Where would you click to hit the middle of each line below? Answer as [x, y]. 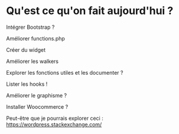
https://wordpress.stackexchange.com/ [54, 124]
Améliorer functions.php [35, 38]
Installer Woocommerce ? [37, 106]
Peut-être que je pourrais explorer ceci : [55, 118]
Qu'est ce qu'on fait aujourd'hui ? [90, 11]
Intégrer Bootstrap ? [30, 27]
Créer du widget [26, 50]
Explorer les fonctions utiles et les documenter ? [65, 72]
